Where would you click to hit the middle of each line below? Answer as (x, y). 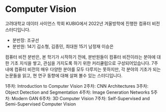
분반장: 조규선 (26, 40)
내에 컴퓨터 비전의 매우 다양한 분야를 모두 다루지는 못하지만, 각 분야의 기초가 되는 (83, 69)
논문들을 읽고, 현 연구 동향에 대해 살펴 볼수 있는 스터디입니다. (64, 75)
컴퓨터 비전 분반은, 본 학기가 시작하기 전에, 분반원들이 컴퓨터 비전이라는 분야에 (81, 57)
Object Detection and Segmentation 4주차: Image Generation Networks (78, 92)
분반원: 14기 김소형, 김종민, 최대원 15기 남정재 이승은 (63, 46)
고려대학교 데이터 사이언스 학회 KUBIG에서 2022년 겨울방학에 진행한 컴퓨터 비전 (83, 23)
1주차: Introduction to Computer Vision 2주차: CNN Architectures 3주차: (77, 86)
